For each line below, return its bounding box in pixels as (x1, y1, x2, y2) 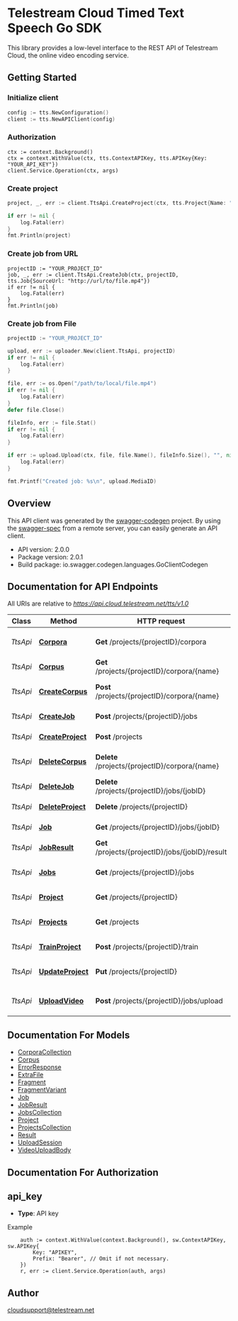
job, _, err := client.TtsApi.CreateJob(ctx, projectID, (7, 271, 179, 278)
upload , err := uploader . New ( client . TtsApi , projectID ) (7, 347, 176, 355)
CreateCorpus (38, 686, 88, 696)
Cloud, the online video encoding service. (7, 51, 130, 60)
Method (50, 616, 77, 626)
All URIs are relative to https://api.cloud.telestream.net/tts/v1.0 (7, 599, 189, 608)
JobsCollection (17, 1108, 62, 1117)
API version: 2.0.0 (17, 545, 69, 554)
